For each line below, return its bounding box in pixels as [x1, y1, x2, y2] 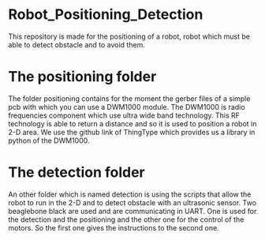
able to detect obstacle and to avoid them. [8, 39, 146, 49]
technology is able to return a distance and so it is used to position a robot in [8, 118, 257, 128]
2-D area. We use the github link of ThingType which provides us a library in [8, 127, 256, 137]
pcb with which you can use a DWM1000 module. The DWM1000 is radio [8, 102, 246, 111]
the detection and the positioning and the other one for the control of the [8, 215, 244, 224]
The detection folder [8, 163, 146, 182]
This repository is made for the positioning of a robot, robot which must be [8, 32, 251, 41]
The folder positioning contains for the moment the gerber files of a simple [8, 93, 251, 103]
